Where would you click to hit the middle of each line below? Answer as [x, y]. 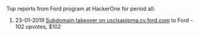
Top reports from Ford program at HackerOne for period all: [81, 9]
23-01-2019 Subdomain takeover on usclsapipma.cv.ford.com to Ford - [104, 20]
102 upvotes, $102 [38, 27]
